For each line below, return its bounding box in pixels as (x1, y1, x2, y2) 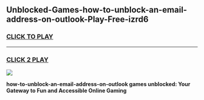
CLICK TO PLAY (6, 33, 53, 41)
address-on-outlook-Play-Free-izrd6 (6, 15, 149, 25)
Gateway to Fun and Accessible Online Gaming (6, 87, 127, 94)
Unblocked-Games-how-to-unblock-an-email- (6, 5, 187, 15)
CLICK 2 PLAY (6, 55, 49, 64)
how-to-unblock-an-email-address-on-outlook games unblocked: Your (6, 80, 191, 87)
